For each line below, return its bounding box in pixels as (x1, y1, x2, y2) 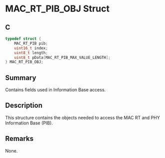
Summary (5, 73, 36, 82)
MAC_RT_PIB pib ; (14, 41, 48, 46)
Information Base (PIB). (5, 120, 53, 126)
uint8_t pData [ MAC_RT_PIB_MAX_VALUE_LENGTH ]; (14, 55, 111, 60)
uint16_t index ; (14, 46, 48, 51)
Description (5, 101, 42, 110)
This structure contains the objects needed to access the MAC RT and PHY (5, 114, 160, 120)
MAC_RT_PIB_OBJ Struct (5, 3, 110, 15)
